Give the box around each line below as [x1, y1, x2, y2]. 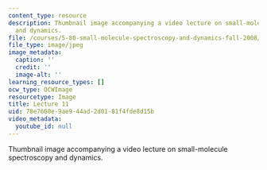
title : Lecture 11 [8, 100, 69, 108]
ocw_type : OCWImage [8, 85, 73, 94]
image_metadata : [8, 48, 62, 56]
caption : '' [15, 56, 56, 64]
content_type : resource [8, 11, 87, 20]
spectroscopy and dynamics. [8, 153, 103, 162]
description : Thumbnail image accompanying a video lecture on [8, 19, 222, 27]
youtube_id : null [15, 122, 73, 130]
